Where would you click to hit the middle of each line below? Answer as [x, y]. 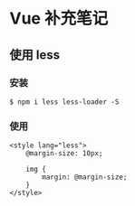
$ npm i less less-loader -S [64, 102]
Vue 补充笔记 [59, 19]
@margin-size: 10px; [64, 154]
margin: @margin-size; [85, 177]
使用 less [35, 55]
